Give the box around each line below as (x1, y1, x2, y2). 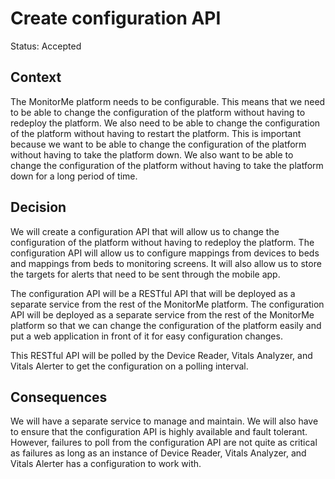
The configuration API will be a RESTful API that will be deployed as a (10, 287, 296, 299)
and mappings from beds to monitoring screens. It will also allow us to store (10, 257, 322, 269)
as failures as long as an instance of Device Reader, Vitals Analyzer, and (10, 447, 307, 459)
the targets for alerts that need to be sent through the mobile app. (10, 268, 281, 280)
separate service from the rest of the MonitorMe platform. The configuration (10, 298, 325, 310)
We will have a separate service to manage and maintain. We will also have (10, 415, 319, 427)
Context (10, 69, 62, 86)
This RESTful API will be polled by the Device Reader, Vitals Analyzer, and (10, 349, 313, 361)
